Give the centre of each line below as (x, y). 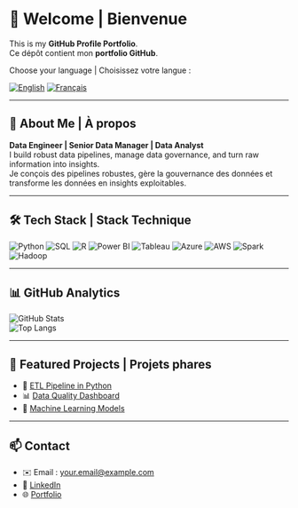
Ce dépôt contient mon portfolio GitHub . (83, 52)
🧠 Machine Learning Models (74, 409)
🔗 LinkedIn (41, 485)
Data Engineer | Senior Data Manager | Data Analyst (106, 145)
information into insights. (55, 163)
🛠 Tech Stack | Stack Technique (101, 221)
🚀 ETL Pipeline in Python (67, 385)
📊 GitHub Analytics (65, 293)
